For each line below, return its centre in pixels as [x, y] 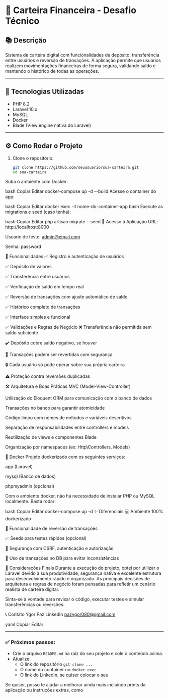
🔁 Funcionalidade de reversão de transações [52, 529]
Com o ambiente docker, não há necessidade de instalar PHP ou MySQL [80, 496]
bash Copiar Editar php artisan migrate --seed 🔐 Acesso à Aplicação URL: [82, 222]
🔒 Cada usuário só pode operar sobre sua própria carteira [65, 365]
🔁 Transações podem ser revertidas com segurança [59, 355]
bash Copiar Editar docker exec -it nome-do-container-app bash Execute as [84, 207]
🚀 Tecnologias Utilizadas [45, 92]
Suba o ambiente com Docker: [37, 182]
